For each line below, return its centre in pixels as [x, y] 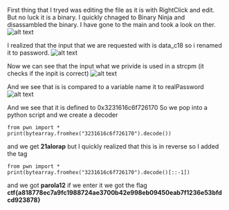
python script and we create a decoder [63, 115]
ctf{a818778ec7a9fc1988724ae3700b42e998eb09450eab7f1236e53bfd [115, 192]
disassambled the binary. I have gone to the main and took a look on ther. [111, 25]
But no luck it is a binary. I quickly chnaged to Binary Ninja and [96, 17]
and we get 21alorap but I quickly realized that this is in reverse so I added [113, 146]
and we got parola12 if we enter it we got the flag [77, 185]
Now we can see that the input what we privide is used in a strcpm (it [106, 66]
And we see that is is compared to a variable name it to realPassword [106, 87]
